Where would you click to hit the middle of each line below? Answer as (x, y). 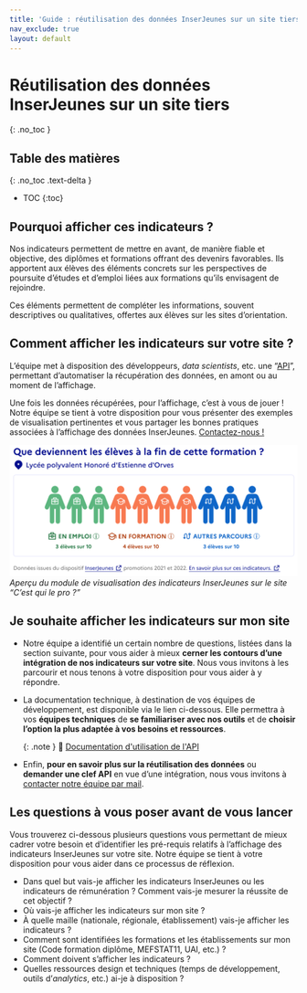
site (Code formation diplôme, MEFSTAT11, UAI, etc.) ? (124, 949)
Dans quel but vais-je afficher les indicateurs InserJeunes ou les (143, 881)
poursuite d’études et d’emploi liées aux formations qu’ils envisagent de (144, 278)
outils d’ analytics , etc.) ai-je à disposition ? (103, 978)
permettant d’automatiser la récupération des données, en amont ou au (143, 375)
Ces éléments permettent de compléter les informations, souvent (132, 305)
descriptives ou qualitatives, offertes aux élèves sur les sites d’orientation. (148, 314)
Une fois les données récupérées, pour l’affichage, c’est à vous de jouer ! (147, 403)
